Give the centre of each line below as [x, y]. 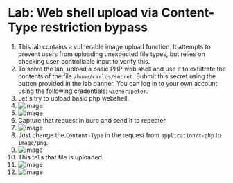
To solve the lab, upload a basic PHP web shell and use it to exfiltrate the [122, 69]
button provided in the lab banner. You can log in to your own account [118, 83]
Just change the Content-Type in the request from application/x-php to [119, 135]
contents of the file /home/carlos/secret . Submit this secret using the [117, 76]
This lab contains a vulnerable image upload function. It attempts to [114, 46]
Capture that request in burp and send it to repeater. [92, 120]
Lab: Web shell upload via [83, 13]
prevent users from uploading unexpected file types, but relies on [111, 54]
